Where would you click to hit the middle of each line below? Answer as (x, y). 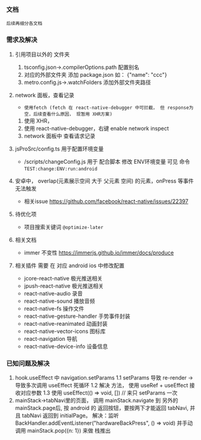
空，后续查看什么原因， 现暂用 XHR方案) (68, 114)
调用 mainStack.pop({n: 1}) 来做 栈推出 (63, 430)
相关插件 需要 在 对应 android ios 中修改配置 (70, 265)
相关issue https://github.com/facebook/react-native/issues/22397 (106, 201)
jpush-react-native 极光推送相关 (64, 286)
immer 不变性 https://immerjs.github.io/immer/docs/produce (99, 253)
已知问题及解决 (28, 363)
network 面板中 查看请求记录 (59, 136)
